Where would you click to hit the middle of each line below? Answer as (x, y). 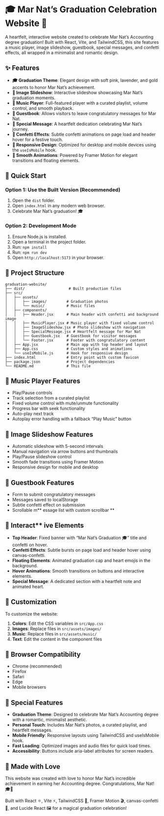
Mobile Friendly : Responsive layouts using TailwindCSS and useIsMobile (85, 735)
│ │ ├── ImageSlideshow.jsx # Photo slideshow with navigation (75, 327)
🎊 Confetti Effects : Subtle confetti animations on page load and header (84, 134)
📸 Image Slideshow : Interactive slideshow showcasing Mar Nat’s (77, 92)
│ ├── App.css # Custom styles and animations (69, 349)
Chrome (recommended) (37, 666)
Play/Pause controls (32, 393)
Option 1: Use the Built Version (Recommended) (63, 190)
